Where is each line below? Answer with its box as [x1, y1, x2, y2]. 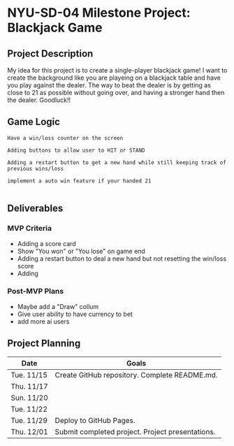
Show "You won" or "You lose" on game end [17, 247, 145, 255]
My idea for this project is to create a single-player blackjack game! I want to [7, 66, 228, 74]
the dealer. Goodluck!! [7, 96, 71, 104]
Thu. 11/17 [10, 381, 49, 391]
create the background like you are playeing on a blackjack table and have [7, 73, 221, 82]
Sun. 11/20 [10, 393, 49, 403]
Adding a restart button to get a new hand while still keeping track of [7, 159, 227, 166]
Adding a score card [17, 239, 77, 247]
